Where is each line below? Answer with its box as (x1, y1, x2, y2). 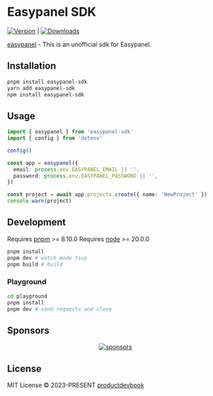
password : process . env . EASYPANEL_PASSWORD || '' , (13, 173, 158, 179)
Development (7, 217, 67, 228)
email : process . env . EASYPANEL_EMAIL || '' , (13, 166, 139, 173)
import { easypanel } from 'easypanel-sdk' (7, 129, 134, 135)
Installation (7, 60, 56, 72)
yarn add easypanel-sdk (7, 85, 76, 91)
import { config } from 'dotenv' (7, 135, 103, 142)
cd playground (7, 293, 48, 300)
